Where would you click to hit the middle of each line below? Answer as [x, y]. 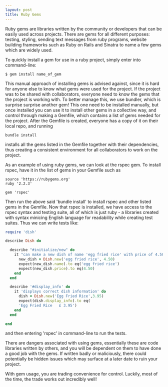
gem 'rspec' [17, 192]
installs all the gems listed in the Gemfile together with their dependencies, [82, 144]
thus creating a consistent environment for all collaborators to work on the [81, 149]
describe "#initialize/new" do [42, 250]
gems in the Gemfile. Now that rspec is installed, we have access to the [79, 207]
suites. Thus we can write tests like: [42, 222]
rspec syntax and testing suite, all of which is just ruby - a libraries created [82, 212]
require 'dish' [21, 232]
